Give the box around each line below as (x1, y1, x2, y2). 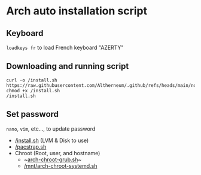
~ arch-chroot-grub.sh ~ (23, 156, 82, 163)
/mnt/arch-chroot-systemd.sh (23, 162, 98, 169)
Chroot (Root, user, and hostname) (14, 149, 100, 156)
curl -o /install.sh (6, 77, 58, 83)
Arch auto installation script (6, 4, 148, 18)
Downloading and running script (6, 61, 129, 71)
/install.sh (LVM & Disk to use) (14, 137, 89, 144)
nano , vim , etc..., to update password (6, 125, 96, 132)
